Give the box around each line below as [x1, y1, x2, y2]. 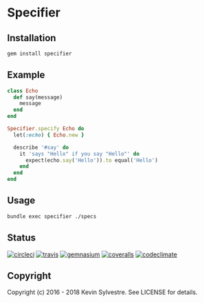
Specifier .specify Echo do [7, 125, 84, 132]
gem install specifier [7, 50, 72, 57]
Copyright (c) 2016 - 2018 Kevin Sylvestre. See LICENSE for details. [7, 288, 198, 296]
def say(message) [13, 94, 63, 101]
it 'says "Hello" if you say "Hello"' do [19, 150, 139, 157]
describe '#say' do [13, 144, 69, 151]
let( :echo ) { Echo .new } [13, 132, 84, 138]
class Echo [7, 87, 38, 94]
